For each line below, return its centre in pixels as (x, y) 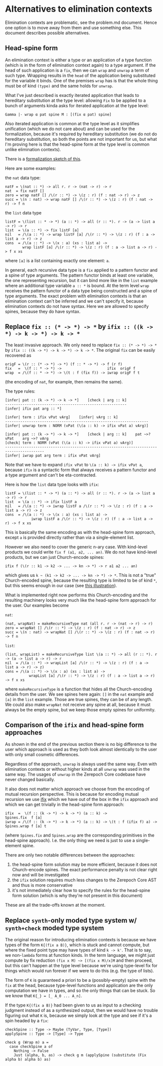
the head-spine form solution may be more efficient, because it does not (84, 865)
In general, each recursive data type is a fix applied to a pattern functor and (81, 270)
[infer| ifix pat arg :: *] (33, 409)
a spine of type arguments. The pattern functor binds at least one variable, (80, 275)
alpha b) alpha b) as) (28, 1060)
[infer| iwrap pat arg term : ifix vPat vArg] (53, 456)
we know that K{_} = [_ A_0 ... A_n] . (44, 996)
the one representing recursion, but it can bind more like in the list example (81, 280)
